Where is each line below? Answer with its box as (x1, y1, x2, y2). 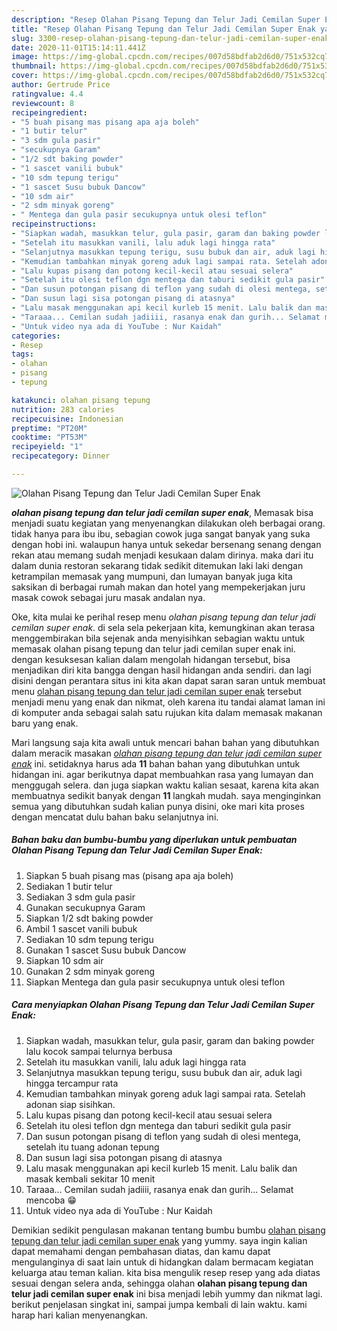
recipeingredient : (11, 107, 88, 118)
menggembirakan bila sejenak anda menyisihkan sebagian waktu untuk (11, 632, 306, 644)
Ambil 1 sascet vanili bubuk (25, 922, 138, 935)
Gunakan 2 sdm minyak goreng (25, 965, 156, 977)
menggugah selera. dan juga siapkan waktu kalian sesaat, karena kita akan (11, 779, 320, 791)
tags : (11, 349, 34, 360)
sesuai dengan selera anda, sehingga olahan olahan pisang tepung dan (11, 1277, 308, 1289)
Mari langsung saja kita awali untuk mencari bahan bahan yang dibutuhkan (11, 736, 320, 748)
